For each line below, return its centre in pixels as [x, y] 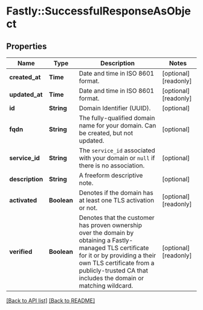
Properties [27, 46]
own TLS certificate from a [117, 263]
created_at [25, 77]
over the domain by [106, 233]
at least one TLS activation [117, 200]
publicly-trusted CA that [114, 270]
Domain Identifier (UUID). [115, 108]
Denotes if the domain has [116, 193]
